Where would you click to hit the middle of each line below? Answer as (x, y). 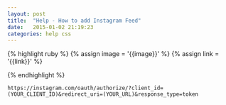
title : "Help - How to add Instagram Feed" (74, 21)
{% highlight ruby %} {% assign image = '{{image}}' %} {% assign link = (113, 54)
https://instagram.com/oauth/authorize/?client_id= (85, 88)
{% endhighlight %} (36, 75)
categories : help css (39, 34)
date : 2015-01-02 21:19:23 (50, 27)
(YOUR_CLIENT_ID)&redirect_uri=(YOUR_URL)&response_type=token (103, 94)
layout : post (27, 14)
